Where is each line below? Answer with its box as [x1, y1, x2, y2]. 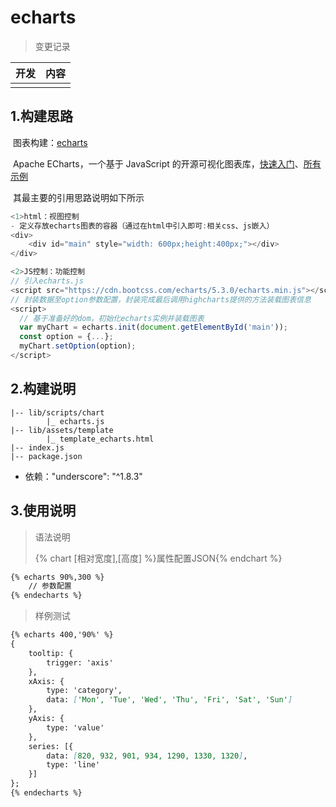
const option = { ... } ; [19, 332, 114, 342]
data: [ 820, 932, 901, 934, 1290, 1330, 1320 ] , [46, 751, 248, 761]
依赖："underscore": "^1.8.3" [24, 470, 143, 482]
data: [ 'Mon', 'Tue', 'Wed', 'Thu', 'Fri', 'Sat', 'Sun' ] [46, 695, 293, 705]
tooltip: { [28, 648, 74, 658]
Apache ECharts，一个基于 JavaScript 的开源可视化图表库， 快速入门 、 [12, 157, 304, 170]
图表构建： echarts [12, 136, 88, 148]
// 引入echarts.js [10, 276, 84, 286]
